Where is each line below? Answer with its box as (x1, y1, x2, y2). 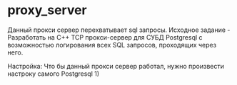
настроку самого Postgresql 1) (7, 69, 100, 78)
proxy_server (7, 2, 87, 18)
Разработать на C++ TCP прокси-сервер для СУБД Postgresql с (7, 33, 203, 41)
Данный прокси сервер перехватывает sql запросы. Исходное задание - (7, 25, 231, 34)
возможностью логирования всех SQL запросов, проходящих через (7, 40, 216, 49)
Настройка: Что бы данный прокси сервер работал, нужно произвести (7, 62, 225, 70)
